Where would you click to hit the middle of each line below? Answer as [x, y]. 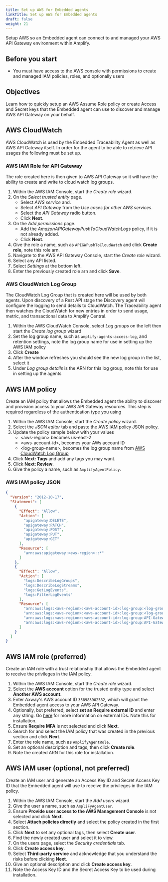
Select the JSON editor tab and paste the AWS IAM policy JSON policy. [86, 427]
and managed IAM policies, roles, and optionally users [69, 76]
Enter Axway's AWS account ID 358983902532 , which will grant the [80, 700]
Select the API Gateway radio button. [58, 213]
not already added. [40, 234]
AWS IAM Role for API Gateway [44, 166]
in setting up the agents [37, 374]
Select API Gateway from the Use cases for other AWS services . [86, 207]
